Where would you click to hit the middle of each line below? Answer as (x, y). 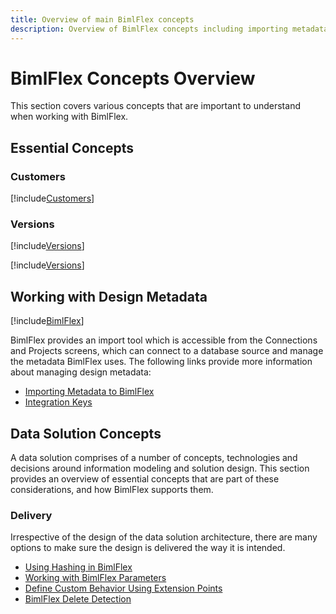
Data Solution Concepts (86, 433)
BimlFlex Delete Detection (78, 599)
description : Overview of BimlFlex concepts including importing (149, 29)
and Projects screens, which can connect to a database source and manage (167, 351)
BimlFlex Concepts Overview (133, 78)
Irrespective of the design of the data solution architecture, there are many (164, 537)
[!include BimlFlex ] (47, 321)
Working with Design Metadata (109, 296)
